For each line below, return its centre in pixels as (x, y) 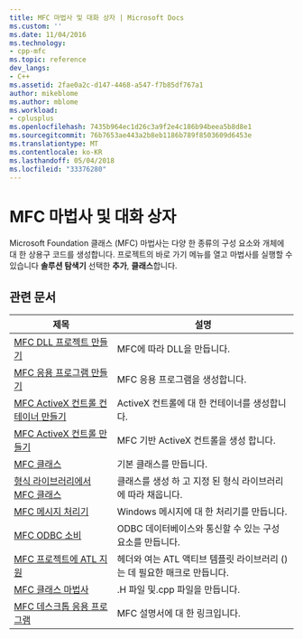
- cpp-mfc (28, 52)
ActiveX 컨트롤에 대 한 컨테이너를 (184, 403)
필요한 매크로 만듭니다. (184, 573)
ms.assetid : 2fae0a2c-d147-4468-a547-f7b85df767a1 (106, 85)
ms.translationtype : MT (54, 144)
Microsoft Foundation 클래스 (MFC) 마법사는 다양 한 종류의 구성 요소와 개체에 (147, 243)
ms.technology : (38, 43)
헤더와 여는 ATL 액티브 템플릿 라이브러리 (197, 559)
